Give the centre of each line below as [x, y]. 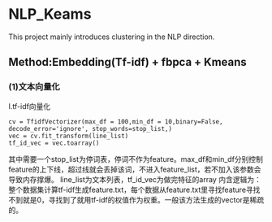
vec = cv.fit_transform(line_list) [69, 136]
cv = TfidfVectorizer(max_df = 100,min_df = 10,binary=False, [116, 122]
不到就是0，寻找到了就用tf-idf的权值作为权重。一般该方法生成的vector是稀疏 [136, 199]
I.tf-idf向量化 [30, 106]
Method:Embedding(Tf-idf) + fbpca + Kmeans [128, 62]
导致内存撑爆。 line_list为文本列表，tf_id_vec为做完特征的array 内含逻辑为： [135, 179]
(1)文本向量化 [35, 87]
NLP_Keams [50, 14]
